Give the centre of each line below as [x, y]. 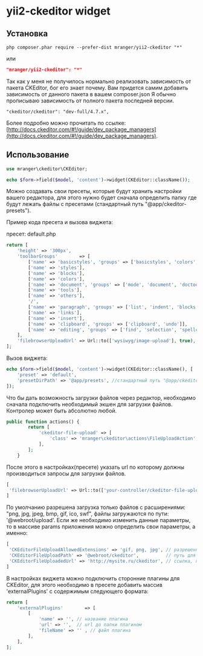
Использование [38, 155]
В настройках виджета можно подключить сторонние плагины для [93, 578]
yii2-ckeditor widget [58, 11]
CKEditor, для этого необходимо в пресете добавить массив [85, 585]
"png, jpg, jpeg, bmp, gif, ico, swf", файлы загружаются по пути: [88, 514]
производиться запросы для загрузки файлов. [66, 473]
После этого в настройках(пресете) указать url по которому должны [95, 467]
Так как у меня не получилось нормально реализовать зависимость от [99, 81]
